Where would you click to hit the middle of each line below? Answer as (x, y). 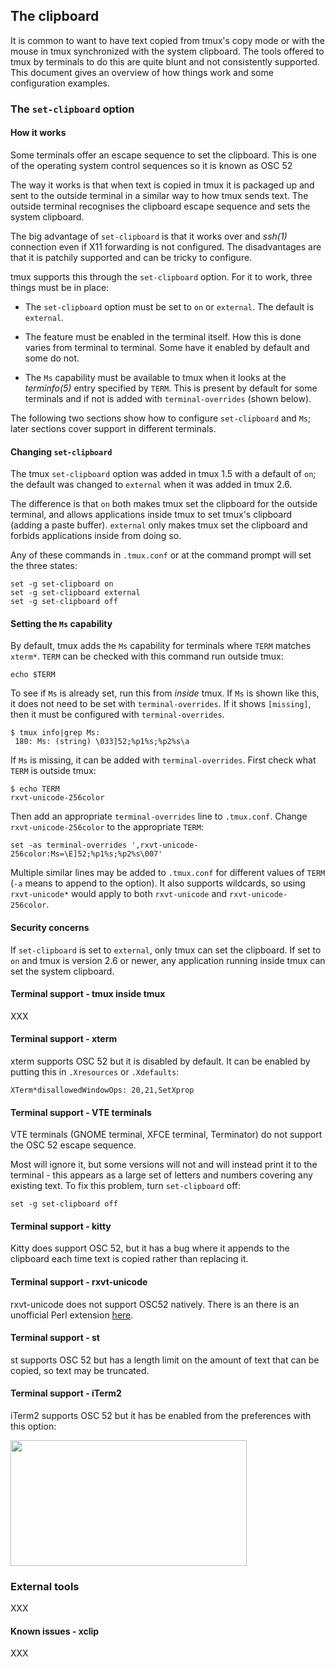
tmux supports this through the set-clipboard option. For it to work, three (161, 276)
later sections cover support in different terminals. (113, 428)
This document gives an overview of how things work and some (142, 72)
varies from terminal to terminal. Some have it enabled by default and (167, 347)
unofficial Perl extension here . (72, 1315)
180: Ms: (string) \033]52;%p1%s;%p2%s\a (102, 742)
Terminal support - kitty (61, 1226)
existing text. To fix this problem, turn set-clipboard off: (125, 1186)
